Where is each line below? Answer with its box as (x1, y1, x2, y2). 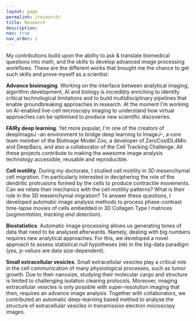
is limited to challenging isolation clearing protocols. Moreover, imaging (6, 277, 178, 284)
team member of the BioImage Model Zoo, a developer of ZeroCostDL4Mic (6, 137, 187, 144)
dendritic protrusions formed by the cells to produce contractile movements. (6, 180, 190, 187)
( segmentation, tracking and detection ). (6, 211, 102, 218)
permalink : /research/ (6, 14, 61, 20)
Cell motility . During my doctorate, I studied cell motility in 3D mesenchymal (6, 167, 190, 174)
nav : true (6, 31, 30, 36)
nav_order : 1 (6, 36, 38, 42)
